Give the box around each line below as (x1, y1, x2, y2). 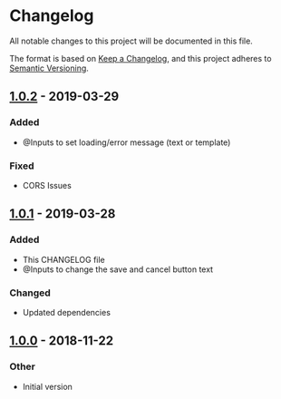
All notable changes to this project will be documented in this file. (9, 35, 254, 46)
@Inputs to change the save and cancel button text (22, 264, 214, 275)
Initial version (22, 381, 73, 392)
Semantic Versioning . (9, 63, 89, 73)
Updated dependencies (22, 307, 111, 317)
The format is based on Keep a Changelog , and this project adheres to (9, 53, 272, 63)
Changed (9, 287, 52, 299)
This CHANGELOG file (22, 254, 106, 265)
